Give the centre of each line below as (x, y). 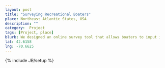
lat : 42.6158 (18, 42)
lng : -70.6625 (20, 46)
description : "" (22, 23)
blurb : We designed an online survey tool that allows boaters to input (81, 37)
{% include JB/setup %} (29, 60)
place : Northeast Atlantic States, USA (46, 19)
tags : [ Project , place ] (29, 33)
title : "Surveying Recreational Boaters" (48, 14)
